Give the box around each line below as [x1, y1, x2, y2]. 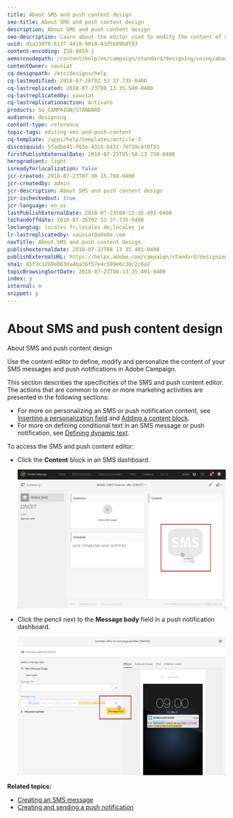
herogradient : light [7, 158, 67, 165]
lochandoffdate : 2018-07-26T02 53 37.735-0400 [7, 216, 144, 224]
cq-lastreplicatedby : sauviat [7, 92, 95, 99]
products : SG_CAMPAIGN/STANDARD [7, 106, 101, 114]
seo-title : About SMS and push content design [7, 18, 144, 26]
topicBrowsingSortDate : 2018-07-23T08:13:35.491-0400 [7, 268, 166, 275]
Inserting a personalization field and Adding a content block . [17, 414, 190, 422]
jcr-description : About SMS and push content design [7, 187, 163, 194]
